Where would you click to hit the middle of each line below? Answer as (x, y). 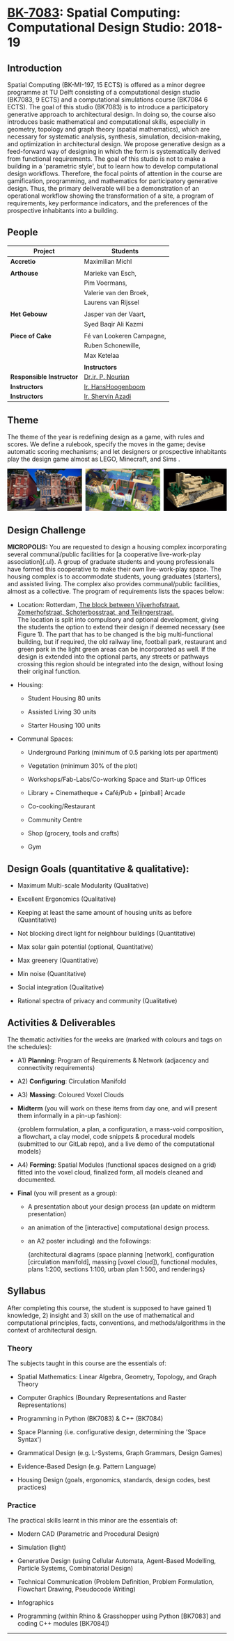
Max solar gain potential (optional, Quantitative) (85, 947)
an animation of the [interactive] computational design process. (119, 1227)
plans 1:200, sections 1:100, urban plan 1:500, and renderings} (116, 1269)
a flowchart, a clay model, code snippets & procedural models (106, 1137)
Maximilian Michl (108, 261)
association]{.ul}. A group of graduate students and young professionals (111, 562)
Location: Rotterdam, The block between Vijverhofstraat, (99, 605)
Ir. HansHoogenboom (115, 386)
